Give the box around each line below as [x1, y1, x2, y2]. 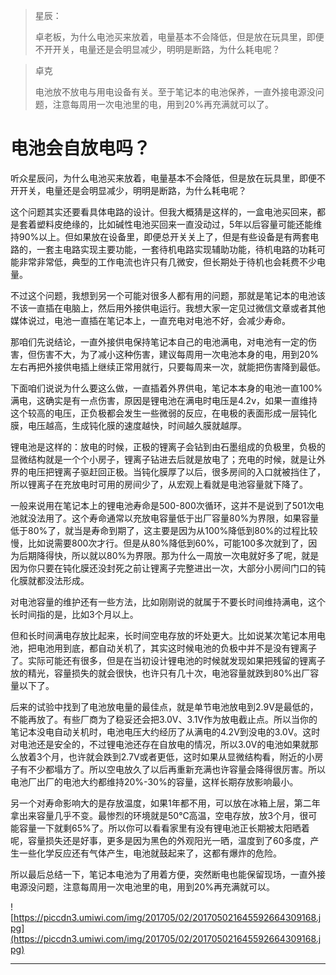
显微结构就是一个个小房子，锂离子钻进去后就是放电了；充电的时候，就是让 [10, 453, 317, 465]
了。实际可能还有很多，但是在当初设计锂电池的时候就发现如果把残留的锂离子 [10, 654, 326, 666]
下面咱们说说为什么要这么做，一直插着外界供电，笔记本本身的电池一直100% [10, 382, 323, 394]
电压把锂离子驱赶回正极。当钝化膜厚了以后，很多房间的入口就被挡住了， [27, 465, 326, 478]
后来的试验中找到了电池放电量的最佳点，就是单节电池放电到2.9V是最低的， [10, 700, 319, 713]
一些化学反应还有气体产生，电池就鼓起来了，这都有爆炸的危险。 [18, 847, 282, 859]
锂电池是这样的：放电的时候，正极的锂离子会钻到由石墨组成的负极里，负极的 [10, 440, 326, 453]
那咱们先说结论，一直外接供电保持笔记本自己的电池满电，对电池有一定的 [10, 335, 308, 348]
